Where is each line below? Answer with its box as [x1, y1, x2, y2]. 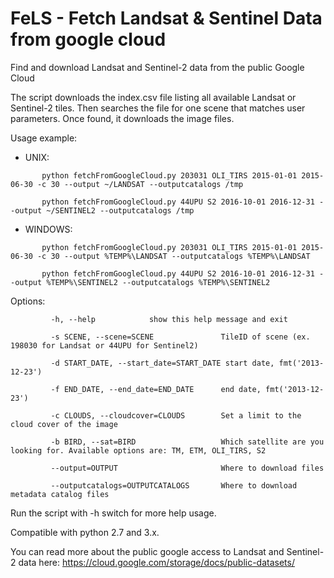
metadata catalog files [10, 489, 110, 499]
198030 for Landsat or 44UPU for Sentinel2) [10, 340, 199, 351]
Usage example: [10, 132, 78, 144]
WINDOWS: [24, 223, 73, 235]
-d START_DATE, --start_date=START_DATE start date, [50, 358, 275, 368]
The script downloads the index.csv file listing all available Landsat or [10, 91, 297, 103]
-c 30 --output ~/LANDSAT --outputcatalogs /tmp [36, 179, 244, 189]
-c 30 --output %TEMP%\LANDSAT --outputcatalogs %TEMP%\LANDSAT [36, 251, 311, 261]
